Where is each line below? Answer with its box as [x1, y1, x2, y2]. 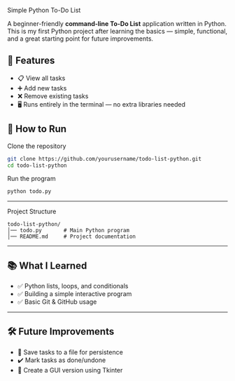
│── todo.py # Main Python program [7, 227, 130, 234]
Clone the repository [7, 142, 66, 150]
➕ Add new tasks [17, 83, 67, 92]
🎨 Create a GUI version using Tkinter [17, 366, 123, 374]
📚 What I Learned [7, 260, 87, 272]
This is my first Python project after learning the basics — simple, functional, [7, 27, 228, 35]
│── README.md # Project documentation [7, 233, 136, 241]
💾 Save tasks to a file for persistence [17, 347, 124, 356]
